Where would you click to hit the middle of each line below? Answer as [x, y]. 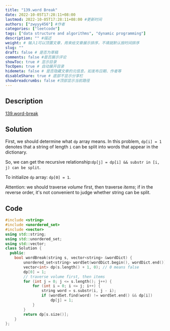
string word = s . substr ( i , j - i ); [79, 291]
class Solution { [24, 248]
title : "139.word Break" [31, 10]
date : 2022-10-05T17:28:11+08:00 [40, 15]
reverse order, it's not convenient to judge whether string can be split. [78, 193]
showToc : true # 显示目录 [31, 62]
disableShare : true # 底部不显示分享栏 [44, 76]
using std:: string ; [26, 234]
